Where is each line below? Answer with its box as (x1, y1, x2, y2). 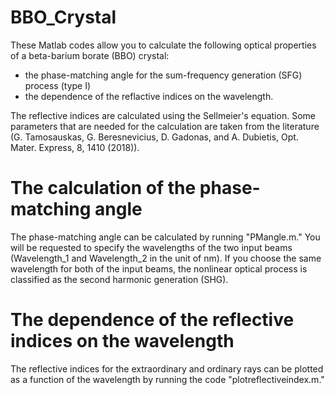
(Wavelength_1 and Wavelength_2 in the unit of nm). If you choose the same (10, 252, 322, 264)
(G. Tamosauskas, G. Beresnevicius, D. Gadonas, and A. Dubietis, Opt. (10, 131, 299, 143)
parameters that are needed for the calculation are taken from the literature (10, 120, 320, 132)
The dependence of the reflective (10, 309, 295, 331)
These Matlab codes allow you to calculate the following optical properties (10, 39, 317, 51)
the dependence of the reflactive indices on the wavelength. (24, 90, 274, 102)
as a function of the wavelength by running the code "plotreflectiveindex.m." (10, 373, 325, 385)
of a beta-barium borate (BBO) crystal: (10, 49, 170, 61)
